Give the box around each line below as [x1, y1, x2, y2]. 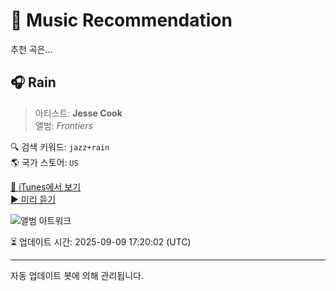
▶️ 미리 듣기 [10, 193, 57, 205]
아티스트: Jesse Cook [34, 107, 123, 119]
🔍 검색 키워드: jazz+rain [10, 140, 110, 153]
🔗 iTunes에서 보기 [10, 180, 82, 193]
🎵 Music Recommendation [10, 9, 233, 32]
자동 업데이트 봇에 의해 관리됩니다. [10, 269, 144, 281]
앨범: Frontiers [34, 119, 93, 131]
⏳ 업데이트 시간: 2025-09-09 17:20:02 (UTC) [10, 235, 192, 248]
